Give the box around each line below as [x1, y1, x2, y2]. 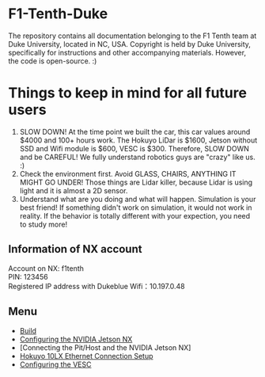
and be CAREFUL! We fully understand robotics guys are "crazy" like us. [19, 152, 256, 162]
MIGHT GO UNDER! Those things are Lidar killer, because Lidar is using [19, 177, 253, 187]
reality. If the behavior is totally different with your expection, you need [19, 211, 251, 220]
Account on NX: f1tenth [8, 263, 85, 273]
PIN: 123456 [8, 272, 49, 281]
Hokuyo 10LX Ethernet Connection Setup [19, 351, 153, 360]
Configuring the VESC [19, 360, 92, 369]
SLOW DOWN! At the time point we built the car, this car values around [19, 127, 251, 136]
